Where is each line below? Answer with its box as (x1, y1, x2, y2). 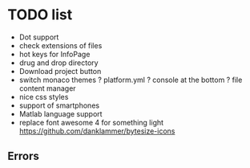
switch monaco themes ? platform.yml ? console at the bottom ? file (18, 75, 243, 84)
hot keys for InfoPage (18, 49, 91, 59)
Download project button (18, 66, 102, 76)
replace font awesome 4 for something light (18, 117, 164, 127)
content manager (18, 83, 77, 93)
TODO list (7, 6, 73, 24)
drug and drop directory (18, 58, 99, 68)
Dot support (18, 32, 59, 42)
